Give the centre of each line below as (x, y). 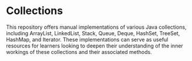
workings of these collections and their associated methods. (79, 52)
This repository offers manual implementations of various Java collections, (96, 27)
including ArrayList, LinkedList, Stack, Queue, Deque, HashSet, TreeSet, (93, 33)
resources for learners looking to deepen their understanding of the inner (95, 46)
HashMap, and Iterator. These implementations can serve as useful (87, 39)
